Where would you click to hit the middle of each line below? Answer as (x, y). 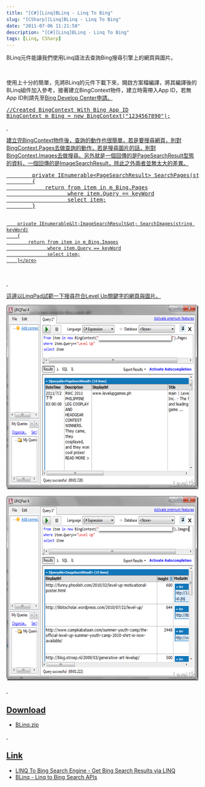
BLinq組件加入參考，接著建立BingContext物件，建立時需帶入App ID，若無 (99, 90)
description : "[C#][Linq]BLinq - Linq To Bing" (68, 32)
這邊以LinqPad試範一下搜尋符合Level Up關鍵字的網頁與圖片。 (84, 296)
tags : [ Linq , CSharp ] (34, 39)
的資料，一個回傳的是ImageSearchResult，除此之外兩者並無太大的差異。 (98, 163)
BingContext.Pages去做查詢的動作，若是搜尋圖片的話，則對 (81, 148)
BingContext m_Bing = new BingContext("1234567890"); (88, 116)
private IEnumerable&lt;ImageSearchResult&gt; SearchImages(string (105, 224)
